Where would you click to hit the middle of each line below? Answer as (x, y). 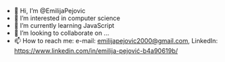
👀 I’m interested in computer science (67, 18)
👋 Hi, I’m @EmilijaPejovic (50, 11)
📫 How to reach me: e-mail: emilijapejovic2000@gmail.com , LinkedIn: (116, 41)
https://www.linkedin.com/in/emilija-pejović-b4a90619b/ (96, 51)
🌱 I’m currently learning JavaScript (64, 25)
